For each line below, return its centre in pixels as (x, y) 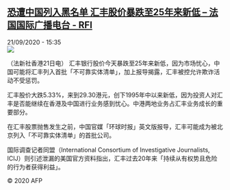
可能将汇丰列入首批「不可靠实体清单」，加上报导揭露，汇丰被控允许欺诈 (113, 71)
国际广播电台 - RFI (54, 25)
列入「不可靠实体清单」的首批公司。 (64, 135)
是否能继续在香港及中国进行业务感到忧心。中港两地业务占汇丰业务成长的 (115, 103)
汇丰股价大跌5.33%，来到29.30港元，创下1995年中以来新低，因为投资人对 (112, 95)
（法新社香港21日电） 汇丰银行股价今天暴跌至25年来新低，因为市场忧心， (111, 63)
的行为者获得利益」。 (36, 167)
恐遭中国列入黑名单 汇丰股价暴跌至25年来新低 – (107, 12)
